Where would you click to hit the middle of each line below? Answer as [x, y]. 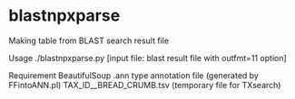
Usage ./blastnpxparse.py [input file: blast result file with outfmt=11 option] [147, 58]
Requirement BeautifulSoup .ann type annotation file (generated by [134, 75]
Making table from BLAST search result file [89, 40]
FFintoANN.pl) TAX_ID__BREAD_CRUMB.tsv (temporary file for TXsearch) [145, 85]
